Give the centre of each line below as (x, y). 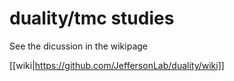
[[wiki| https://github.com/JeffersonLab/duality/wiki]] (117, 65)
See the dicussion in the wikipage (79, 46)
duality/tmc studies (92, 18)
